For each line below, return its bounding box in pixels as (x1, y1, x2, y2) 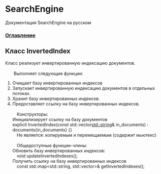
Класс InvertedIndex (5, 47, 70, 55)
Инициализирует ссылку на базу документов (12, 116, 107, 122)
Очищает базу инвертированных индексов (12, 80, 102, 86)
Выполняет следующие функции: (14, 70, 84, 76)
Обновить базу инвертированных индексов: (12, 148, 105, 153)
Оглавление (5, 32, 36, 39)
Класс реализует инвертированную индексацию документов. (5, 60, 135, 66)
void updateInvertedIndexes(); (16, 153, 78, 159)
